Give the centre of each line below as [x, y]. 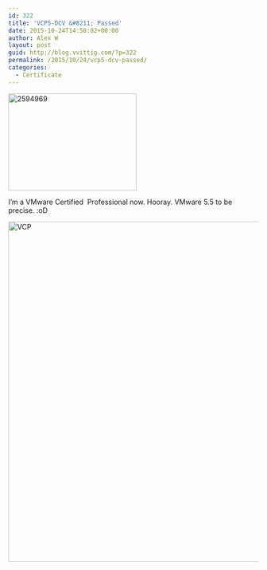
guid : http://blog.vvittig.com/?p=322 [72, 53]
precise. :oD [28, 210]
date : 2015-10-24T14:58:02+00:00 [64, 30]
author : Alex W [33, 38]
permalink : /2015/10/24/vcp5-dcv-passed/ [78, 61]
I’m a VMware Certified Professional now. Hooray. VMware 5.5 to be [120, 202]
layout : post [30, 45]
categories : [28, 68]
